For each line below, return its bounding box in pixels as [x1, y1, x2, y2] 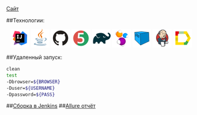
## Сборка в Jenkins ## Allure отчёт [6, 102, 96, 110]
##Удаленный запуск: [6, 54, 63, 61]
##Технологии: [6, 17, 45, 23]
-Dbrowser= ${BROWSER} [6, 78, 61, 85]
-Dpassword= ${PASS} [6, 92, 55, 98]
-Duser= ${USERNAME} [6, 85, 55, 91]
